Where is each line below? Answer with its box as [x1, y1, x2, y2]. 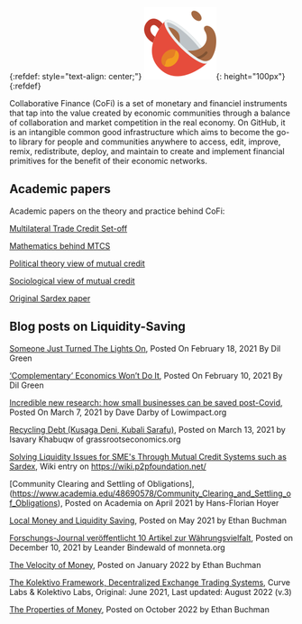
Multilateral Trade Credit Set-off [9, 223, 128, 234]
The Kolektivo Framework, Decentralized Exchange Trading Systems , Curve [9, 576, 291, 588]
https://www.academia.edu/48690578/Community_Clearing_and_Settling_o [12, 488, 291, 499]
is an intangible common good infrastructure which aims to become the [9, 127, 275, 137]
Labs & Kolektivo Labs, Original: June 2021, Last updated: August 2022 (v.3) [9, 586, 292, 597]
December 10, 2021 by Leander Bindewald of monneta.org [9, 542, 225, 553]
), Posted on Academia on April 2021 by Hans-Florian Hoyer [57, 497, 279, 508]
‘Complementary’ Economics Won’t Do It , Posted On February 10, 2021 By [9, 370, 283, 381]
